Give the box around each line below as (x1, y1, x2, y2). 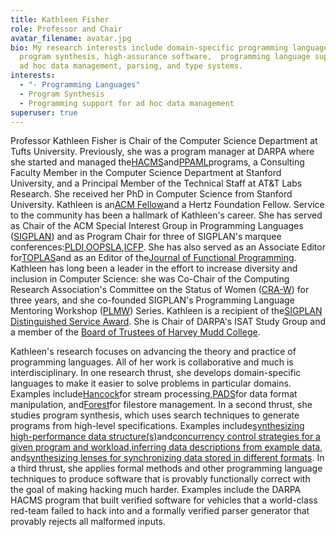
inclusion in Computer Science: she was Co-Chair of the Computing (10, 273, 290, 285)
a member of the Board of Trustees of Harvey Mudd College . (10, 326, 261, 338)
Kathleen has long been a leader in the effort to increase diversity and (10, 262, 298, 275)
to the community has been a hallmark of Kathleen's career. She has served (10, 209, 323, 221)
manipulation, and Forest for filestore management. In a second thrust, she (10, 399, 313, 411)
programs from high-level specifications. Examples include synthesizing (10, 420, 305, 432)
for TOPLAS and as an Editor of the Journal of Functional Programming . (10, 252, 297, 264)
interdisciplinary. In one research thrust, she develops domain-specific (10, 367, 302, 379)
